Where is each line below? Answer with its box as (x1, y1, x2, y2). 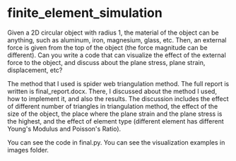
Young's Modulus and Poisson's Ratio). (7, 124, 122, 133)
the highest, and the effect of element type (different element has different (7, 117, 224, 125)
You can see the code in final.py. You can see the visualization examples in (7, 138, 225, 146)
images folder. (7, 145, 49, 154)
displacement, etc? (7, 66, 63, 74)
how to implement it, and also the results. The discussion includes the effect (7, 94, 229, 103)
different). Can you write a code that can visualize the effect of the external (7, 51, 226, 59)
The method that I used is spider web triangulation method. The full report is (7, 79, 230, 88)
